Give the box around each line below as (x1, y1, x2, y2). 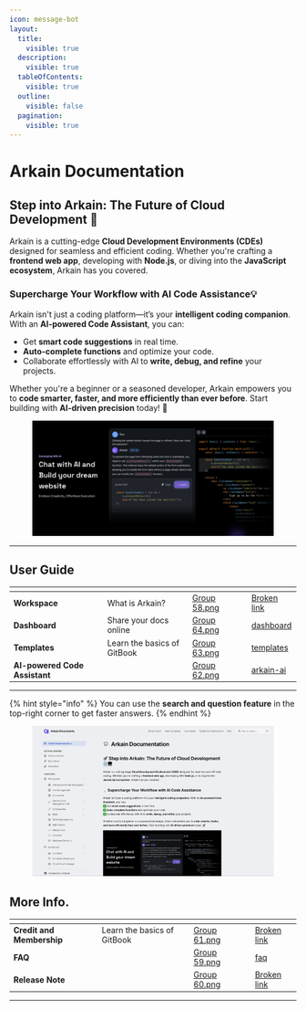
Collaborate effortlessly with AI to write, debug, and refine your (22, 355, 262, 366)
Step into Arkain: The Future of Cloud (9, 197, 225, 213)
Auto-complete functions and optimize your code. (22, 345, 215, 356)
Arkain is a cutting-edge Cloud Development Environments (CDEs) (9, 236, 264, 247)
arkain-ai (250, 665, 287, 676)
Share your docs (107, 615, 169, 626)
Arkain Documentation (9, 161, 185, 182)
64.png (192, 625, 220, 636)
